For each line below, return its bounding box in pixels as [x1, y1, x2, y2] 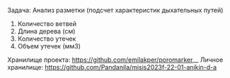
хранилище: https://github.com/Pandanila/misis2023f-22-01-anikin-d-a [7, 63, 217, 71]
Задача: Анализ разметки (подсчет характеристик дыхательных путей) [7, 6, 224, 14]
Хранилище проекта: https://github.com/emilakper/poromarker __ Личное [7, 56, 224, 64]
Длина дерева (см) [17, 27, 76, 35]
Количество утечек [17, 34, 76, 43]
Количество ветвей [17, 20, 76, 27]
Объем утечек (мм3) [17, 42, 81, 50]
